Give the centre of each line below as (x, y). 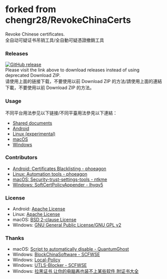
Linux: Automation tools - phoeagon (50, 174)
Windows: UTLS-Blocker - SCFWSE (50, 265)
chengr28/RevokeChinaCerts (68, 20)
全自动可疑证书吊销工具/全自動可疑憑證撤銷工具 (55, 40)
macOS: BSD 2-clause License (44, 220)
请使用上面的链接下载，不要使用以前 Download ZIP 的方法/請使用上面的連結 (84, 82)
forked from (31, 9)
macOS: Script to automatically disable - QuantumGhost (71, 249)
